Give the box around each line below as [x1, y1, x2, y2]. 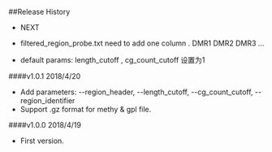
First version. [19, 136, 65, 145]
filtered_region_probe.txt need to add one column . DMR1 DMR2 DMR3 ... [19, 38, 265, 48]
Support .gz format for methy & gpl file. [19, 105, 152, 114]
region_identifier [19, 96, 76, 105]
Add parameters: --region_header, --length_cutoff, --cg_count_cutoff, [19, 87, 253, 97]
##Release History [8, 7, 71, 16]
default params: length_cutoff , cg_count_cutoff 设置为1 [19, 55, 205, 64]
